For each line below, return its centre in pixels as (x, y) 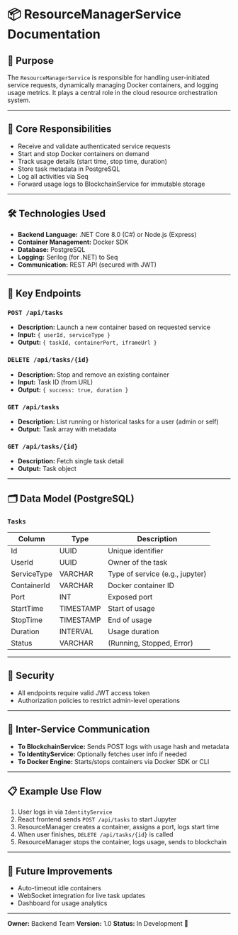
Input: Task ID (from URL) (55, 382)
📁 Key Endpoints (44, 293)
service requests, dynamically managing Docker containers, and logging (113, 85)
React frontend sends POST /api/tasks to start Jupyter (97, 819)
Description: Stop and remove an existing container (93, 375)
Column (32, 538)
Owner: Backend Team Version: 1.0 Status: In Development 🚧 (98, 924)
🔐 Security (31, 676)
